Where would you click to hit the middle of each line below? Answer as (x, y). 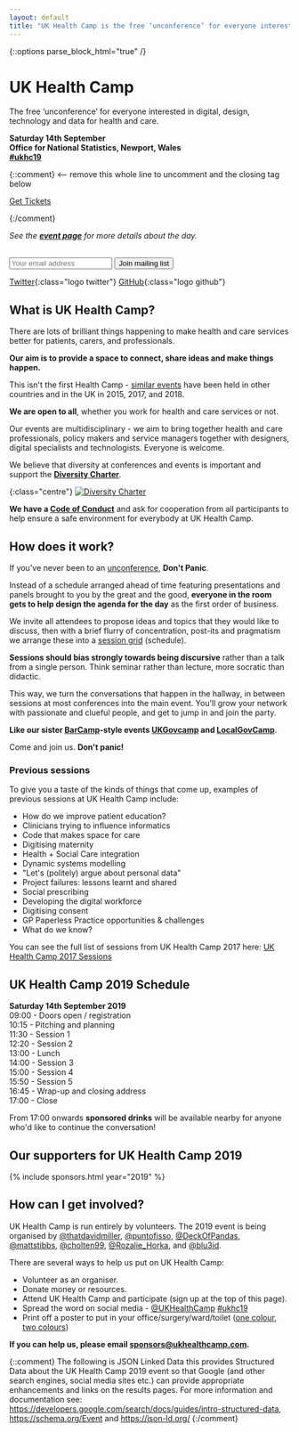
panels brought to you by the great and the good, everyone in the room (141, 595)
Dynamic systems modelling (74, 864)
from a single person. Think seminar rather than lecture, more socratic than (147, 667)
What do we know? (57, 930)
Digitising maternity (58, 845)
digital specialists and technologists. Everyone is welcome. (117, 448)
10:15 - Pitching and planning (62, 1025)
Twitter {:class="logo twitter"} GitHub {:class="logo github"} (117, 282)
